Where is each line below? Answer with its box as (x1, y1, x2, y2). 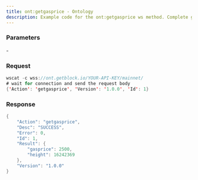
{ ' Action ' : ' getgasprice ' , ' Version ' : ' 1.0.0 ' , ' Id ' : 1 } (6, 86, 149, 92)
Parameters (6, 34, 40, 42)
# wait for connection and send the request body (6, 80, 131, 86)
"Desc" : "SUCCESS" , (16, 125, 65, 130)
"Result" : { (16, 141, 46, 147)
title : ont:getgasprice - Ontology (6, 8, 94, 15)
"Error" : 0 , (16, 130, 46, 136)
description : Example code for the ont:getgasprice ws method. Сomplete (6, 14, 189, 20)
